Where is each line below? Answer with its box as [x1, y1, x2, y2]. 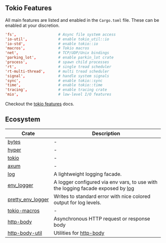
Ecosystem [5, 115, 41, 123]
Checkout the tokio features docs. [5, 101, 75, 107]
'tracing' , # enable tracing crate [5, 87, 107, 92]
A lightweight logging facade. [53, 171, 122, 178]
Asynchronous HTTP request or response [53, 215, 151, 222]
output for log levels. [53, 199, 101, 206]
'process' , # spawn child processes [5, 60, 110, 65]
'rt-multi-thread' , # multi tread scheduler [5, 69, 110, 74]
